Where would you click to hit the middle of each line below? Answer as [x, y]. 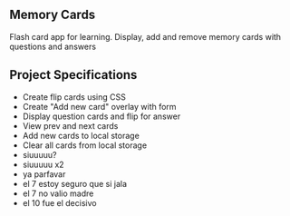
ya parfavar [44, 174]
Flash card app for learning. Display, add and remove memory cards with [145, 36]
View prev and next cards [70, 125]
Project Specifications [73, 75]
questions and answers [53, 46]
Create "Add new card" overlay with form [99, 106]
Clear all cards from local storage [85, 145]
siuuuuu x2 [43, 164]
